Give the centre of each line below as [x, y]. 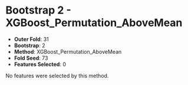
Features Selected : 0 [40, 64]
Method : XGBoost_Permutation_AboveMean [68, 51]
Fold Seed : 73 [31, 58]
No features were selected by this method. [57, 76]
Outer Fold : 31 [31, 39]
